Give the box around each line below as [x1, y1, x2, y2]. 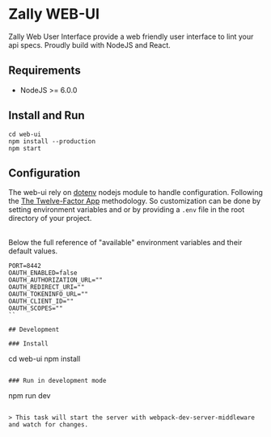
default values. [8, 246, 58, 256]
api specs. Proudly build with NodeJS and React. [8, 40, 171, 49]
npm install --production [8, 137, 95, 146]
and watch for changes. [8, 421, 89, 429]
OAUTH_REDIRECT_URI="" [8, 283, 85, 291]
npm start [8, 144, 42, 152]
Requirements [8, 64, 81, 78]
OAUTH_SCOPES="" [8, 304, 63, 312]
